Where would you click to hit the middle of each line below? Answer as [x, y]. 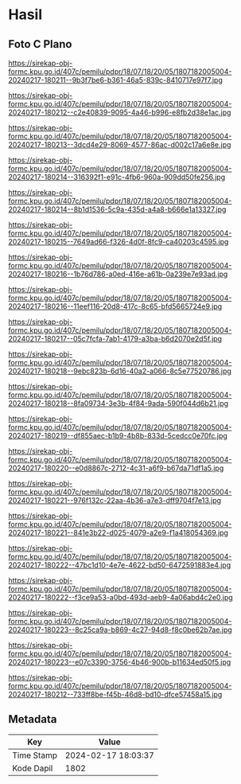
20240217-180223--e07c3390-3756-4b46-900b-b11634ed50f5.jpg [120, 662]
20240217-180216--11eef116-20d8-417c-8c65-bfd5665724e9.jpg [115, 306]
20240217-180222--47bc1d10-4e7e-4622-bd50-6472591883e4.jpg [120, 565]
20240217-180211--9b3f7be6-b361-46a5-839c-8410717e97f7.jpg [115, 80]
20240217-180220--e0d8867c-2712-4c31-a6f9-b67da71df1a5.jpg [116, 468]
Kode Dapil [33, 768]
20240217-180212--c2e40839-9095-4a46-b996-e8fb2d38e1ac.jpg [120, 112]
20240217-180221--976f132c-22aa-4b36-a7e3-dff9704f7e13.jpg [115, 500]
